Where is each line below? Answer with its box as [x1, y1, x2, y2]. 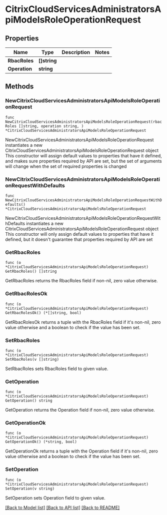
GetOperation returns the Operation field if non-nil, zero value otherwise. [5, 407, 155, 413]
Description [61, 49, 90, 55]
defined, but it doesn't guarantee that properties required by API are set [5, 236, 153, 242]
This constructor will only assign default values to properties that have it [5, 231, 154, 237]
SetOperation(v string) [5, 486, 55, 491]
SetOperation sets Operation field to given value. [5, 495, 106, 501]
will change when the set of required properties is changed [5, 163, 127, 169]
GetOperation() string [5, 398, 52, 403]
